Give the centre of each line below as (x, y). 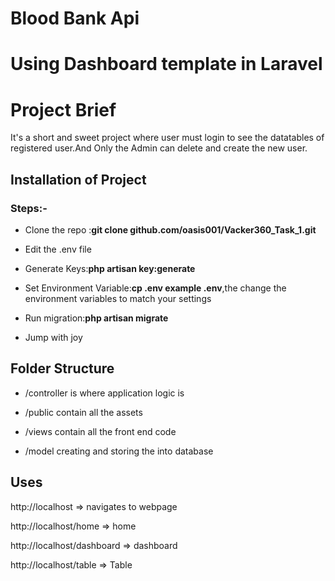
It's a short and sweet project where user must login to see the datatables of (167, 138)
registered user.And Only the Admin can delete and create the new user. (159, 148)
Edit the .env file (58, 249)
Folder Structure (62, 368)
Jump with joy (53, 337)
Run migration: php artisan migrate (96, 318)
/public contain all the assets (83, 412)
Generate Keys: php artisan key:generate (110, 268)
